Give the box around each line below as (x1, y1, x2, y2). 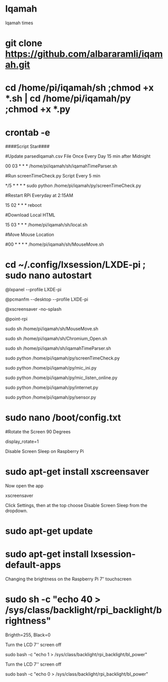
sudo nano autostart (5, 270, 92, 281)
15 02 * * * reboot (5, 202, 42, 208)
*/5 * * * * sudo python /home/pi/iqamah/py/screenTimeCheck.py (5, 183, 141, 189)
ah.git (5, 59, 30, 71)
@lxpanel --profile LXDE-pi (5, 287, 62, 293)
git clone (5, 37, 43, 49)
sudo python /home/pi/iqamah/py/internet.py (5, 385, 99, 391)
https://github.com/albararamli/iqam (5, 49, 163, 60)
